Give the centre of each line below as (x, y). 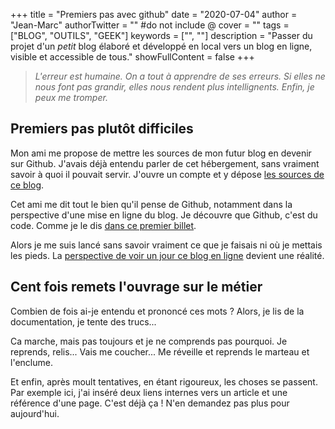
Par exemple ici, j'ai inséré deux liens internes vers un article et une (149, 392)
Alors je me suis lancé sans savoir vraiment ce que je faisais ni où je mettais (166, 245)
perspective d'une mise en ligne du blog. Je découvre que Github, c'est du (164, 215)
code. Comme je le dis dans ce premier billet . (103, 225)
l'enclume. (31, 362)
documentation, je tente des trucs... (83, 321)
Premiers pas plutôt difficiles (102, 129)
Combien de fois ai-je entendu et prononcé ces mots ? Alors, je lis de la (157, 311)
